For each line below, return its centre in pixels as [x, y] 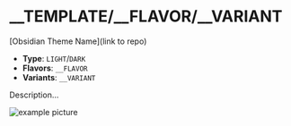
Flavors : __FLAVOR [55, 68]
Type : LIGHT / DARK [54, 58]
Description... [34, 95]
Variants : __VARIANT [59, 77]
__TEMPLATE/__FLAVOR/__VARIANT [146, 17]
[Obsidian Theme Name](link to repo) [78, 41]
